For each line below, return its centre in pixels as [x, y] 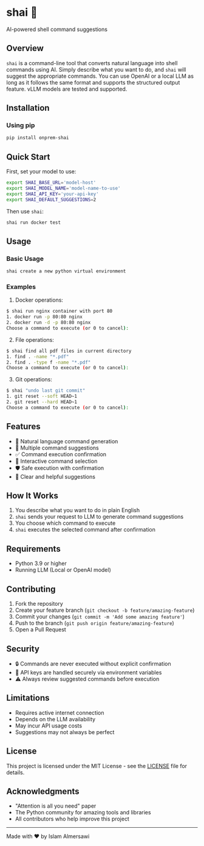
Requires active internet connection [59, 713]
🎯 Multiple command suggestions [57, 448]
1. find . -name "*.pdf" [38, 356]
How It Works [32, 496]
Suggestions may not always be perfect [65, 732]
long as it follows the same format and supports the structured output [93, 82]
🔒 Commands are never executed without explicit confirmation [93, 664]
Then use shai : [25, 211]
